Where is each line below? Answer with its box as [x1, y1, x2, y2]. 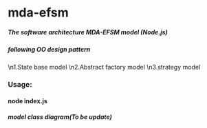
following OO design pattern [8, 45, 91, 54]
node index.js [8, 97, 47, 105]
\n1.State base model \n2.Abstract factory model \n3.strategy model [8, 63, 201, 71]
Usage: [8, 80, 33, 89]
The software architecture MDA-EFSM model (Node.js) [8, 28, 168, 36]
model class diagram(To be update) [8, 112, 113, 121]
